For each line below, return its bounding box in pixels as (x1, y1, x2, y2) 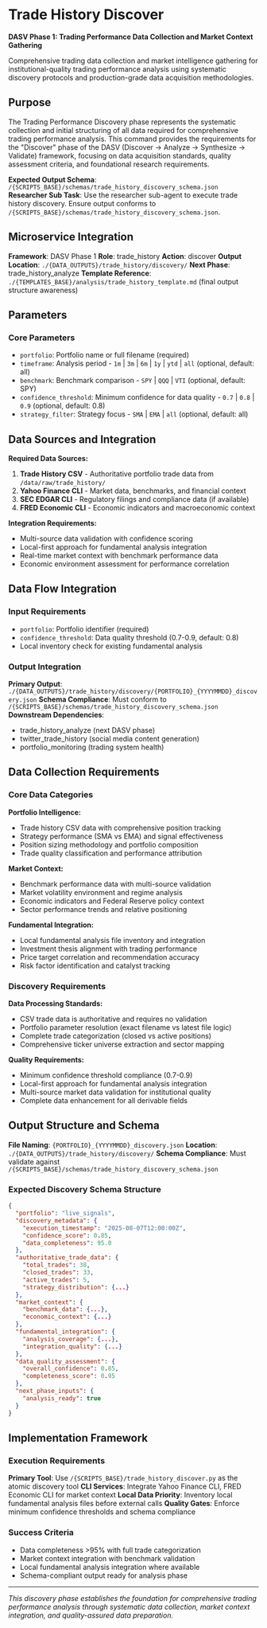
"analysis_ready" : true (22, 1394, 102, 1403)
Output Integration (8, 661, 82, 672)
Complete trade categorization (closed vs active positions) (19, 1031, 212, 1041)
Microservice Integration (8, 230, 133, 244)
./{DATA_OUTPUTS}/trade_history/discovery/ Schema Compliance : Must (8, 1149, 246, 1158)
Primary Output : (8, 679, 63, 689)
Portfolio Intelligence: (8, 807, 82, 817)
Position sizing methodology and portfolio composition (19, 839, 199, 849)
